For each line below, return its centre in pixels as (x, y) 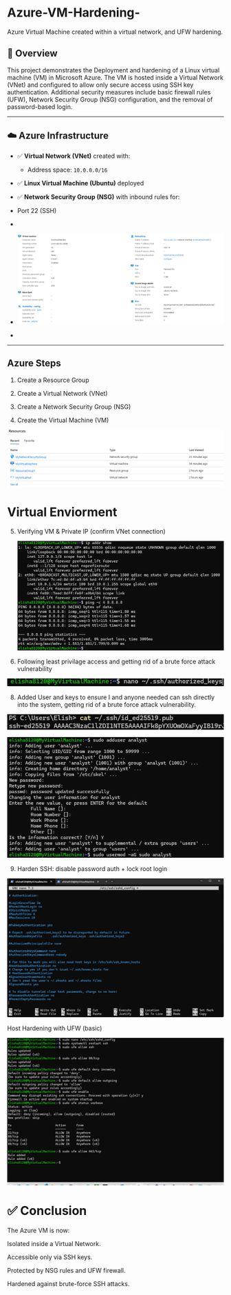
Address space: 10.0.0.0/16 (67, 170)
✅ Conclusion (47, 1211)
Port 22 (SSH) (37, 210)
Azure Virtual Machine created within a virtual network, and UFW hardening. (115, 32)
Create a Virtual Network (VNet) (62, 393)
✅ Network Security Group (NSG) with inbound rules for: (98, 197)
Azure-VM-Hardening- (74, 13)
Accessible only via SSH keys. (50, 1257)
